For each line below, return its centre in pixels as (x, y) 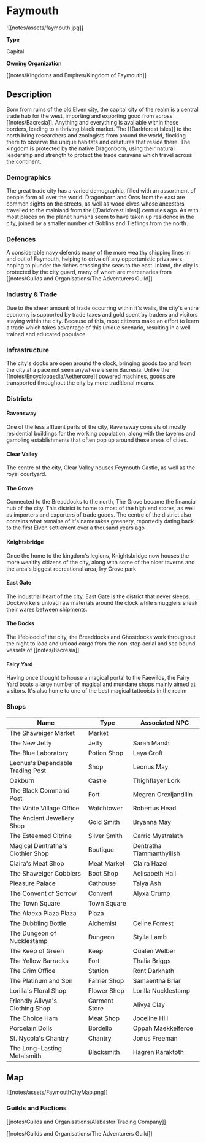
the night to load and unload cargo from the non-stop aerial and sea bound (101, 644)
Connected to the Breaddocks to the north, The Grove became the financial (102, 502)
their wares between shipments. (47, 609)
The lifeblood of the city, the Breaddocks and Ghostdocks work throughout (101, 637)
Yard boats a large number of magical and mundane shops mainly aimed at (101, 684)
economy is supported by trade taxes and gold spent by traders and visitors (102, 314)
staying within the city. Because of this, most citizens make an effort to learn (103, 321)
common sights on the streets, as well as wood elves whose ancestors (96, 204)
